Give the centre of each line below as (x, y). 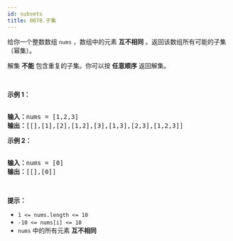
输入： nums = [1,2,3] (43, 117)
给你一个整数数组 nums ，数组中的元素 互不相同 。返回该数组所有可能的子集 (117, 41)
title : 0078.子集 (32, 21)
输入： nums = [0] (36, 163)
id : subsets (25, 14)
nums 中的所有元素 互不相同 (57, 230)
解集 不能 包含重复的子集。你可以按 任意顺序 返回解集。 (89, 65)
